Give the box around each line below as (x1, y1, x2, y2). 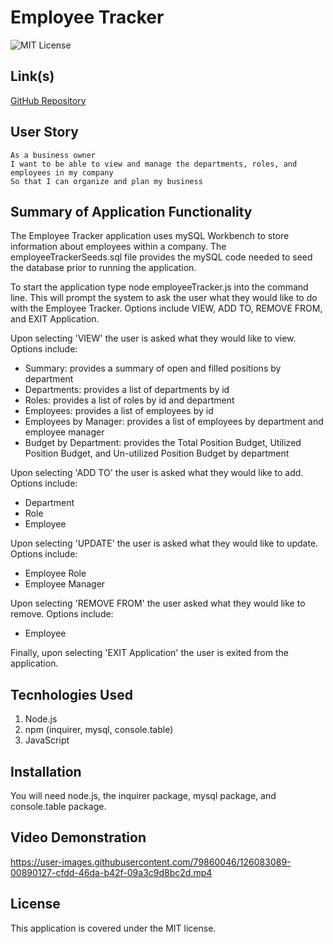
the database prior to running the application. (10, 262, 197, 274)
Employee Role (24, 567, 87, 580)
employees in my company (10, 167, 114, 178)
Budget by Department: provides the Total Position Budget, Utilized (24, 437, 302, 449)
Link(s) (10, 68, 55, 85)
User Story (10, 124, 79, 141)
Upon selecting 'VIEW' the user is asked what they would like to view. (10, 332, 297, 345)
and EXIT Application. (10, 313, 100, 325)
